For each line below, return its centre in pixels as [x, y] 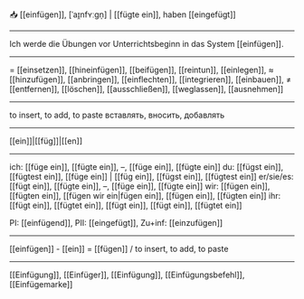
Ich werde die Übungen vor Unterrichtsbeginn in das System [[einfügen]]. [147, 44]
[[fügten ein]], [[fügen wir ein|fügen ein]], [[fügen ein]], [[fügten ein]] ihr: [145, 196]
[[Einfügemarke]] [41, 284]
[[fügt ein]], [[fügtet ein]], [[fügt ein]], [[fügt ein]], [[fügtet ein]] [126, 205]
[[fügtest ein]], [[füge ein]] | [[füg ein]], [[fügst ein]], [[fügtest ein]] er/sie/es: [152, 177]
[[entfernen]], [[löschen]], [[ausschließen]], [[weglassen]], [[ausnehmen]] [147, 89]
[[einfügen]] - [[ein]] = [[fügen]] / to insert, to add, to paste [119, 249]
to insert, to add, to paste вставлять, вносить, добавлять [117, 115]
